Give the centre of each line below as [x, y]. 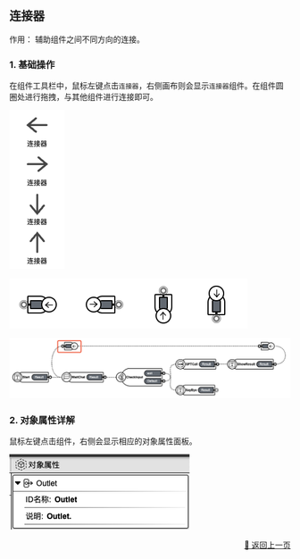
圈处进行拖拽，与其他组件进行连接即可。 [83, 97]
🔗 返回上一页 [267, 545]
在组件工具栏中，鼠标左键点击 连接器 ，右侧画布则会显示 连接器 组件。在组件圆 [146, 86]
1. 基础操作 [32, 64]
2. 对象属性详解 [42, 420]
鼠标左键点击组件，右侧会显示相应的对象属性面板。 [103, 441]
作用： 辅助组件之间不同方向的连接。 [77, 39]
